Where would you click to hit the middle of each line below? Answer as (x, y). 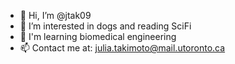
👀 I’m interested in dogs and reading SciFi (105, 26)
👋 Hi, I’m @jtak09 (55, 15)
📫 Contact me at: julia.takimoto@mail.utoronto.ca (122, 48)
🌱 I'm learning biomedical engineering (98, 36)
